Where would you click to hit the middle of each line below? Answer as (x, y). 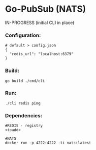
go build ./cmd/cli (25, 81)
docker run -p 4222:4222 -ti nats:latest (48, 143)
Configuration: (23, 35)
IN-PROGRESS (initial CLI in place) (40, 23)
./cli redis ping (23, 103)
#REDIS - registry (24, 126)
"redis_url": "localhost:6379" (42, 54)
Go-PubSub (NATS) (46, 9)
